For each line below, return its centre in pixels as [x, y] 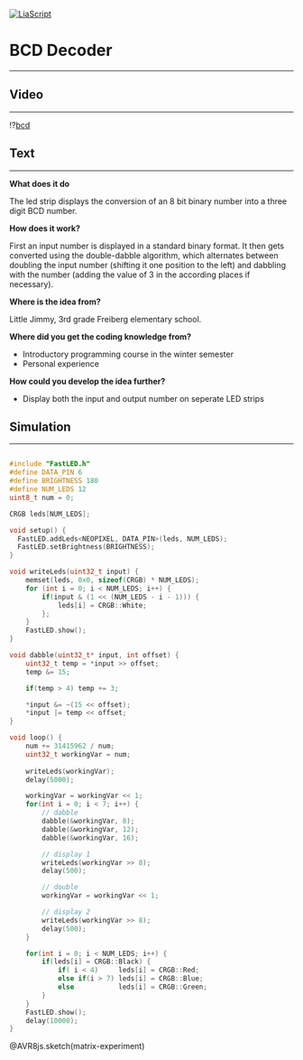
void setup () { [38, 530]
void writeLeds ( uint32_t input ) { [74, 572]
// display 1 [66, 854]
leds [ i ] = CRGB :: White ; [102, 605]
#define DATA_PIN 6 [46, 473]
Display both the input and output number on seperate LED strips [143, 398]
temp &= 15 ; [48, 672]
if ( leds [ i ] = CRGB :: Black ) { [96, 962]
